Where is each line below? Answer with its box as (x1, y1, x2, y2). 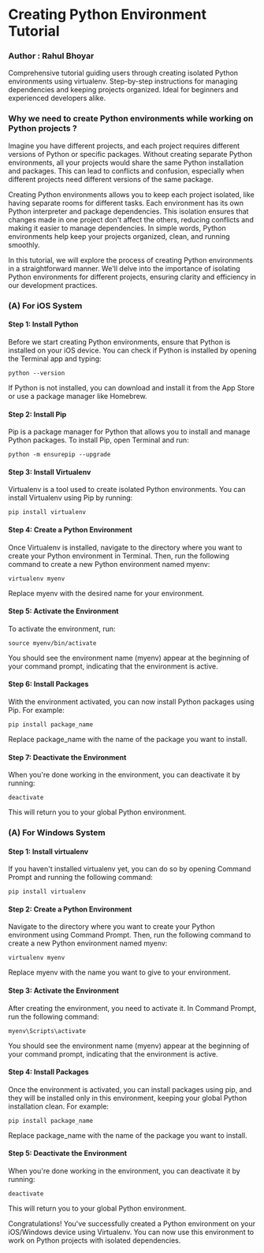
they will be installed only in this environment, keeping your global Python (8, 1093, 247, 1102)
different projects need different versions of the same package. (8, 174, 214, 184)
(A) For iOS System (8, 300, 83, 311)
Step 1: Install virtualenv (8, 846, 89, 856)
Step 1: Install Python (8, 319, 79, 329)
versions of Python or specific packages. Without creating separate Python (8, 149, 253, 158)
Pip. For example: (8, 705, 65, 714)
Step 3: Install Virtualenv (8, 467, 91, 476)
